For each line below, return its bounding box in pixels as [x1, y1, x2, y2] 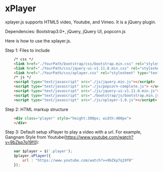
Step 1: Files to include [5, 47, 50, 53]
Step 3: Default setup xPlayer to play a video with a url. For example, [5, 129, 142, 135]
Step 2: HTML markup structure [5, 106, 69, 112]
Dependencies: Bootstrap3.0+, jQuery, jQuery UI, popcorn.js [5, 28, 126, 34]
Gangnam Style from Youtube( [5, 134, 66, 140]
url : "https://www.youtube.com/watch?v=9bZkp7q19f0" [22, 158, 133, 163]
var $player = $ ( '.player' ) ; [14, 149, 73, 154]
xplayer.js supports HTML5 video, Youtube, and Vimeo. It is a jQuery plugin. [5, 19, 156, 25]
